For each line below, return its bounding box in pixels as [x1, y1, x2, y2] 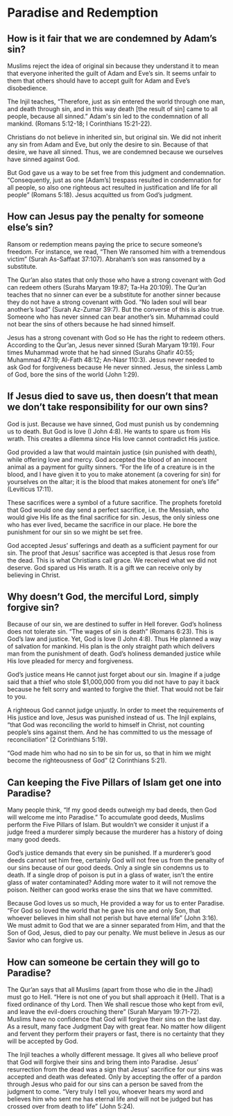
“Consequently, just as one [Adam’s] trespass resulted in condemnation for [7, 176, 222, 184]
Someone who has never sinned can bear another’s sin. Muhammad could [7, 313, 219, 321]
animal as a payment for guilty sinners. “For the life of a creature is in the [7, 463, 215, 471]
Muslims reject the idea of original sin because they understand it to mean [7, 62, 219, 70]
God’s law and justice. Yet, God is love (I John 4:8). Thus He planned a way [7, 635, 222, 643]
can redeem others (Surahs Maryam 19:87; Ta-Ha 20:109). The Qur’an [7, 283, 207, 291]
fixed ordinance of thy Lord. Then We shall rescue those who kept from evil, [7, 1000, 224, 1008]
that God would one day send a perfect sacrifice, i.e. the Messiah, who [7, 506, 209, 514]
